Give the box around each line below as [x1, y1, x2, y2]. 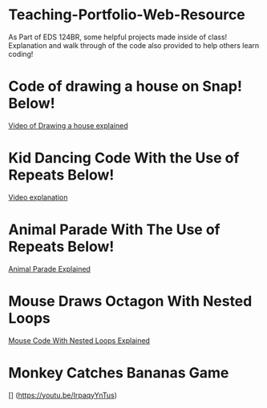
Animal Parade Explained [8, 264, 91, 273]
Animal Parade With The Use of [8, 220, 220, 238]
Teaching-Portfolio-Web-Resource [8, 6, 246, 24]
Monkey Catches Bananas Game [8, 363, 229, 382]
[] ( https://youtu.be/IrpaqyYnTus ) [8, 390, 118, 400]
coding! [8, 49, 34, 59]
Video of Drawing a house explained [8, 120, 128, 130]
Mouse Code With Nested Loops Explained [8, 335, 151, 345]
